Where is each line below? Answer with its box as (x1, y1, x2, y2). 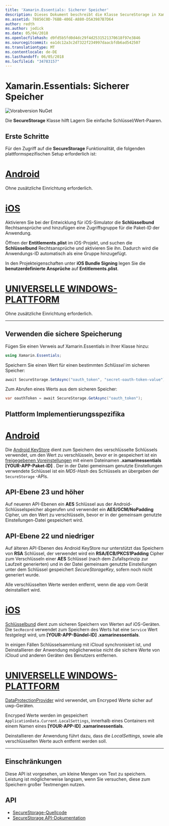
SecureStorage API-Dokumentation (12, 814, 86, 820)
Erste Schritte (5, 132, 49, 141)
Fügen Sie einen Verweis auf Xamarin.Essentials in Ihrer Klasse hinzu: (5, 343, 149, 349)
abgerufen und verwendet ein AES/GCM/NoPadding (44, 507, 154, 513)
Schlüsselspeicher (5, 507, 44, 513)
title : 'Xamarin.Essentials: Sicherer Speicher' (5, 7, 109, 13)
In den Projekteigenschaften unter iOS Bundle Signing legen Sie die (5, 260, 146, 266)
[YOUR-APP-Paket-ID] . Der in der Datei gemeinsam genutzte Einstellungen (5, 462, 162, 468)
